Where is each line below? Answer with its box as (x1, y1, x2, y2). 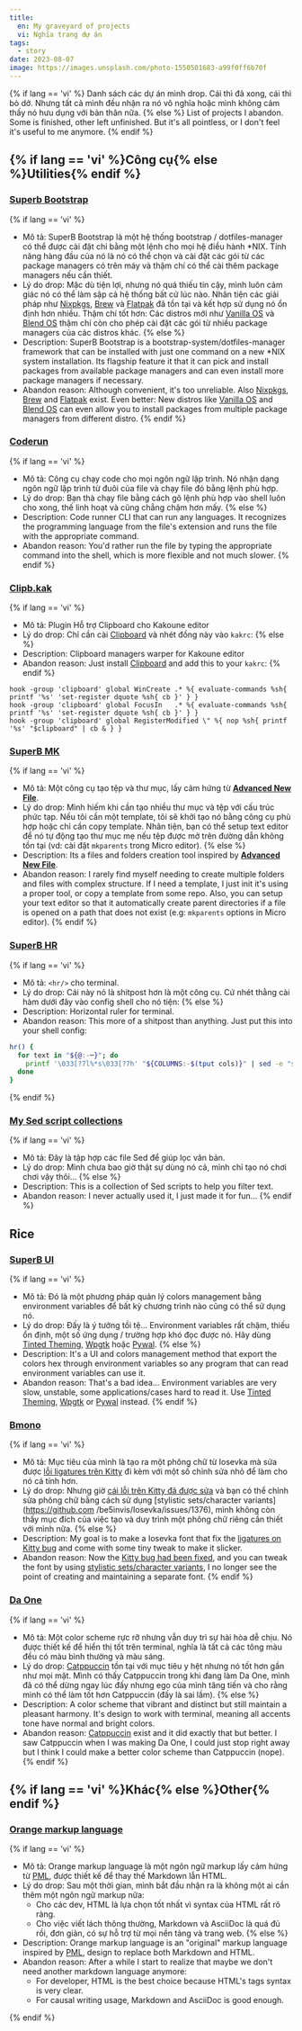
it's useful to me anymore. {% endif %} (9, 126, 154, 137)
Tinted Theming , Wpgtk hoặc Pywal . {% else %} (22, 1339, 201, 1350)
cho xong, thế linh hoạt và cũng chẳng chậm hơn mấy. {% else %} (22, 501, 268, 513)
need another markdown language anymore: (22, 1966, 187, 1977)
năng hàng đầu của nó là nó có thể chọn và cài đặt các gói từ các (22, 250, 265, 261)
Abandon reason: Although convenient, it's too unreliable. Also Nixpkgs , (22, 384, 289, 395)
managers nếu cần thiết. (22, 269, 113, 280)
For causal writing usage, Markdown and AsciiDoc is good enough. (35, 1995, 285, 2006)
